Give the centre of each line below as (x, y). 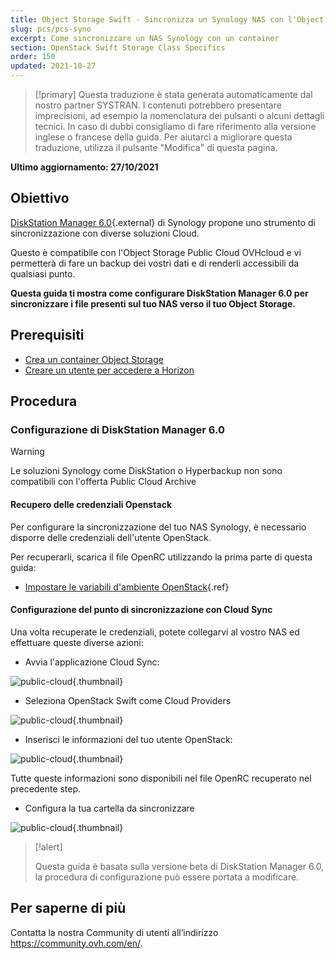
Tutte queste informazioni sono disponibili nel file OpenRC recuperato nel (161, 778)
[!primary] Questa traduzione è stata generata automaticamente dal (173, 94)
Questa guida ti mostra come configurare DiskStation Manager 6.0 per (159, 293)
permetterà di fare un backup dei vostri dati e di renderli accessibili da (155, 263)
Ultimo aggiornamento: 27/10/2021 (84, 167)
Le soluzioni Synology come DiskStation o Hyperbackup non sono (146, 471)
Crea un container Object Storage (94, 359)
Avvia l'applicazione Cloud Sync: (92, 662)
